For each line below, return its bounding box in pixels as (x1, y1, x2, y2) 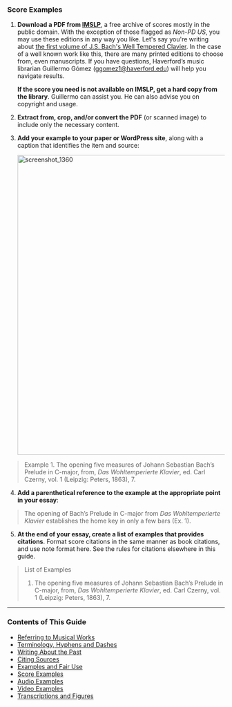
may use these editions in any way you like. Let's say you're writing (17, 35, 209, 43)
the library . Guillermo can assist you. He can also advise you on (17, 93, 200, 101)
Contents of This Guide (7, 617, 86, 627)
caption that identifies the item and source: (17, 142, 139, 150)
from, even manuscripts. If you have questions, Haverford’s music (17, 57, 205, 66)
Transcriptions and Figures (17, 692, 94, 700)
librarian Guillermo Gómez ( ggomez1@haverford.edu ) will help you (17, 64, 206, 73)
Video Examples (17, 684, 64, 693)
